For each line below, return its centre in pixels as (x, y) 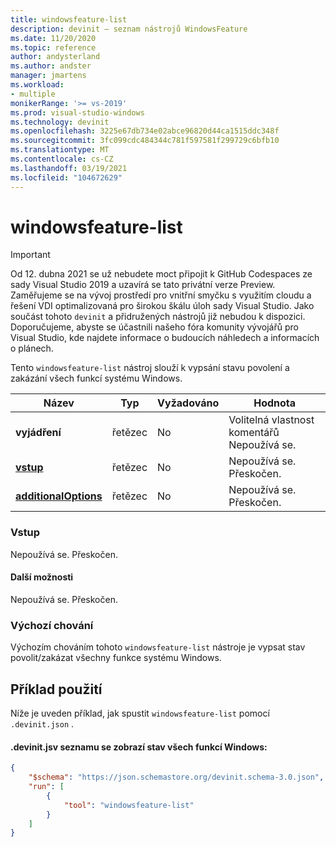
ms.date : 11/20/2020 (53, 38)
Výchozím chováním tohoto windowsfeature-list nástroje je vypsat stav (158, 647)
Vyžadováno (188, 403)
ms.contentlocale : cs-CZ (62, 159)
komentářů (254, 433)
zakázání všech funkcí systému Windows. (96, 378)
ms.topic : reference (53, 47)
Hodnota (275, 403)
